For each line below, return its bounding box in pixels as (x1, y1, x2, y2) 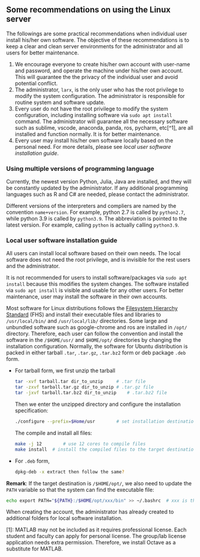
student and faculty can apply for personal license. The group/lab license (6, 532, 186, 540)
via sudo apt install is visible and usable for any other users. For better (6, 287, 184, 294)
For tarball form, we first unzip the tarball (14, 367, 115, 374)
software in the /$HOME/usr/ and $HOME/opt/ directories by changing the (6, 336, 182, 344)
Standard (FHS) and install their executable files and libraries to (6, 311, 161, 319)
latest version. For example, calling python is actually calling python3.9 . (6, 221, 180, 229)
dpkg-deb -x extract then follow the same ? (14, 469, 125, 475)
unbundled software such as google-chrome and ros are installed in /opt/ (6, 324, 187, 331)
